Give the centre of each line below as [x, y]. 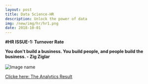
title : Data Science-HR [30, 14]
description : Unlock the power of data [46, 19]
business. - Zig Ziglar [28, 56]
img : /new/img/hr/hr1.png [32, 23]
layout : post [19, 10]
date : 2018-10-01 [23, 28]
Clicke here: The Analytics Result [39, 77]
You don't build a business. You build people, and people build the [74, 52]
